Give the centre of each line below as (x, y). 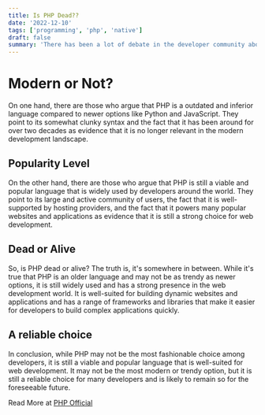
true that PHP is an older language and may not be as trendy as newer (122, 276)
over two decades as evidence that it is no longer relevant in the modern (126, 131)
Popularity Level (49, 163)
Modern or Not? (61, 84)
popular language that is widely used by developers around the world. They (131, 191)
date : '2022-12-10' (40, 23)
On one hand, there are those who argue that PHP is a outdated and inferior (131, 106)
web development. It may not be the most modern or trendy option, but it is (130, 370)
